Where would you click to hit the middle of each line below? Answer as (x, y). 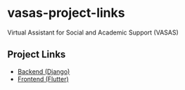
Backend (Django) (44, 71)
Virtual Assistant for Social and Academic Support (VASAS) (93, 32)
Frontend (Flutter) (43, 79)
